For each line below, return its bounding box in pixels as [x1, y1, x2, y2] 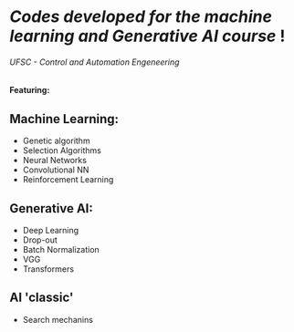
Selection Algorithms [22, 145, 102, 156]
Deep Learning [22, 225, 79, 236]
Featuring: [9, 85, 50, 96]
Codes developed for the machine [9, 6, 272, 27]
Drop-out [22, 234, 58, 245]
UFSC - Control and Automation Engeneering [9, 57, 180, 67]
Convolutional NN [22, 164, 89, 175]
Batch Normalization [22, 244, 100, 255]
